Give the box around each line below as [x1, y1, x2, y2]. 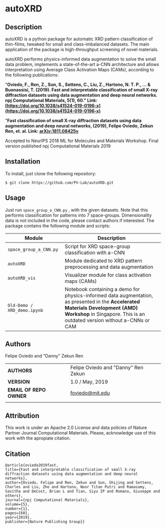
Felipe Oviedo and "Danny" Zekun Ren [5, 353, 83, 359]
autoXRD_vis [7, 275, 36, 281]
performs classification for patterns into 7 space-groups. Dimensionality [5, 212, 152, 218]
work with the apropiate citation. [5, 435, 71, 441]
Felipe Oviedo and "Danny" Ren [70, 364, 144, 371]
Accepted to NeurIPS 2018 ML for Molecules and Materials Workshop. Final [5, 138, 159, 144]
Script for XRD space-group [65, 243, 130, 250]
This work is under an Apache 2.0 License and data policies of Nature [5, 425, 147, 431]
